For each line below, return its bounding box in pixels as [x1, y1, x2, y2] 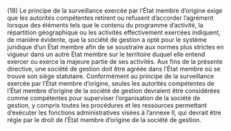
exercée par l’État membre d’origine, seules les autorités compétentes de [7, 80, 215, 87]
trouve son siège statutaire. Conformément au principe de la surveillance [7, 72, 214, 80]
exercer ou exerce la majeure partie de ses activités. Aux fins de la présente [7, 58, 223, 65]
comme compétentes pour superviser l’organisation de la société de [7, 94, 201, 102]
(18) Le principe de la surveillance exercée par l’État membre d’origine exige [7, 7, 223, 14]
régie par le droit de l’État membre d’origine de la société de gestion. [7, 116, 202, 123]
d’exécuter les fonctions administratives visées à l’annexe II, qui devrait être [7, 108, 221, 117]
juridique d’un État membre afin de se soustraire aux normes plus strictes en [7, 43, 224, 51]
